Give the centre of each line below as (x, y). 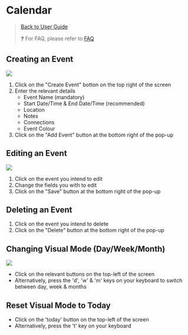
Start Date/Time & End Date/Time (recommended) (84, 103)
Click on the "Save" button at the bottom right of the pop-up (88, 191)
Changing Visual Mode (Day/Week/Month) (86, 249)
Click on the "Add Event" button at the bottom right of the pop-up (94, 135)
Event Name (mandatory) (54, 97)
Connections (39, 122)
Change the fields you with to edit (56, 185)
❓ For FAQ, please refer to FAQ (57, 38)
